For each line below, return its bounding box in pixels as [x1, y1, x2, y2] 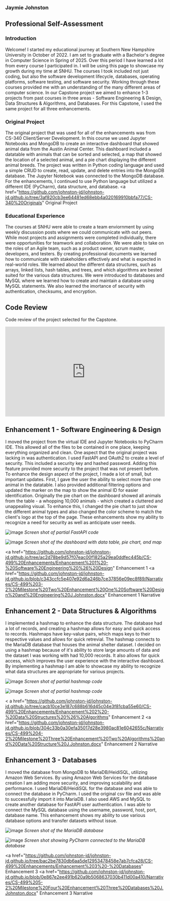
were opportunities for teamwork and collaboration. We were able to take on [5, 240, 164, 246]
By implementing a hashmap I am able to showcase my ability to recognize [5, 663, 161, 670]
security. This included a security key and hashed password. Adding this [5, 460, 157, 466]
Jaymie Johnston [5, 4, 49, 11]
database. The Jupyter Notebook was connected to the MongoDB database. [5, 173, 164, 179]
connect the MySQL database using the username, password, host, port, [5, 807, 157, 813]
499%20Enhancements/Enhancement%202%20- [5, 709, 110, 715]
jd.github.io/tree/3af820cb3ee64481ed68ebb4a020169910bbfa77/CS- [5, 194, 153, 200]
